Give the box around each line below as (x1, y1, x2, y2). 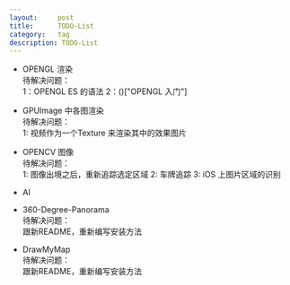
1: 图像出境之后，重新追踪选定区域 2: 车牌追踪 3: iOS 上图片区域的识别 (22, 169, 281, 180)
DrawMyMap (22, 244, 71, 255)
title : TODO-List (9, 22, 94, 30)
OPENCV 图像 (22, 147, 75, 158)
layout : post (9, 13, 75, 22)
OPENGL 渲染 (22, 64, 74, 74)
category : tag (9, 30, 70, 39)
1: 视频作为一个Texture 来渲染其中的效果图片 (22, 127, 187, 139)
